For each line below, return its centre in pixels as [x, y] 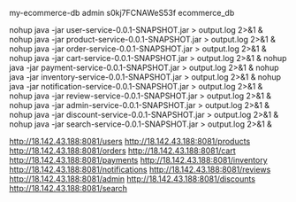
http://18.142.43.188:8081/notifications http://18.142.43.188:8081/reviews [140, 169]
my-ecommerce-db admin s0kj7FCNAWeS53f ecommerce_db [122, 13]
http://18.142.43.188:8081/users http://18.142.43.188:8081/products [130, 141]
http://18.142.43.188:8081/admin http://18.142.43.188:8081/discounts [133, 179]
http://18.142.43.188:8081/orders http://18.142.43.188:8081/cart [122, 151]
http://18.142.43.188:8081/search [68, 188]
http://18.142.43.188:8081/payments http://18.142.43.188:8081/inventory [138, 160]
